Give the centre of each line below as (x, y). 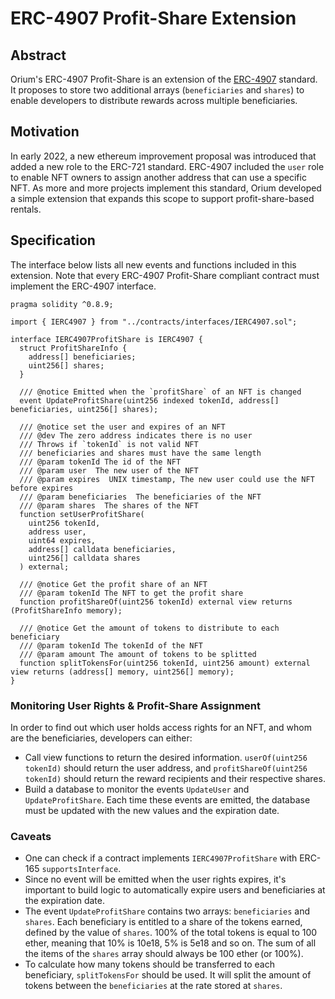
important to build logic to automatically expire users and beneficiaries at (175, 890)
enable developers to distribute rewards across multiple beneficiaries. (154, 100)
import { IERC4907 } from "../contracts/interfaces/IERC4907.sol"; (154, 322)
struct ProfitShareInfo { (73, 348)
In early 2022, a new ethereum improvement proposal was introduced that (163, 156)
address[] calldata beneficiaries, (102, 549)
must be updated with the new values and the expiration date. (152, 810)
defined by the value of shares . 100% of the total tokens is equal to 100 (171, 933)
